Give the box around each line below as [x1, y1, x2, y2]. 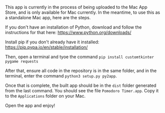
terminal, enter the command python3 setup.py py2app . [5, 73, 117, 78]
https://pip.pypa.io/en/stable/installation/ [5, 44, 88, 50]
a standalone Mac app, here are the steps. [5, 15, 91, 20]
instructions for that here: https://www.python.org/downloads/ [5, 30, 132, 35]
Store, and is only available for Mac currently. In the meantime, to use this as [5, 9, 160, 15]
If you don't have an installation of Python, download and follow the [5, 24, 142, 30]
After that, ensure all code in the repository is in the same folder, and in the [5, 68, 157, 74]
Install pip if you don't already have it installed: [5, 39, 99, 45]
